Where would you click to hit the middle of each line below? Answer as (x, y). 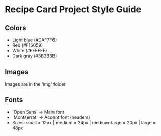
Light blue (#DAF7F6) (34, 40)
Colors (15, 28)
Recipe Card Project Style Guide (73, 9)
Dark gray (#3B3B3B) (34, 56)
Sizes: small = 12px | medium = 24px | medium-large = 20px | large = (84, 122)
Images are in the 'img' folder (35, 84)
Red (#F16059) (28, 45)
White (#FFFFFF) (30, 51)
